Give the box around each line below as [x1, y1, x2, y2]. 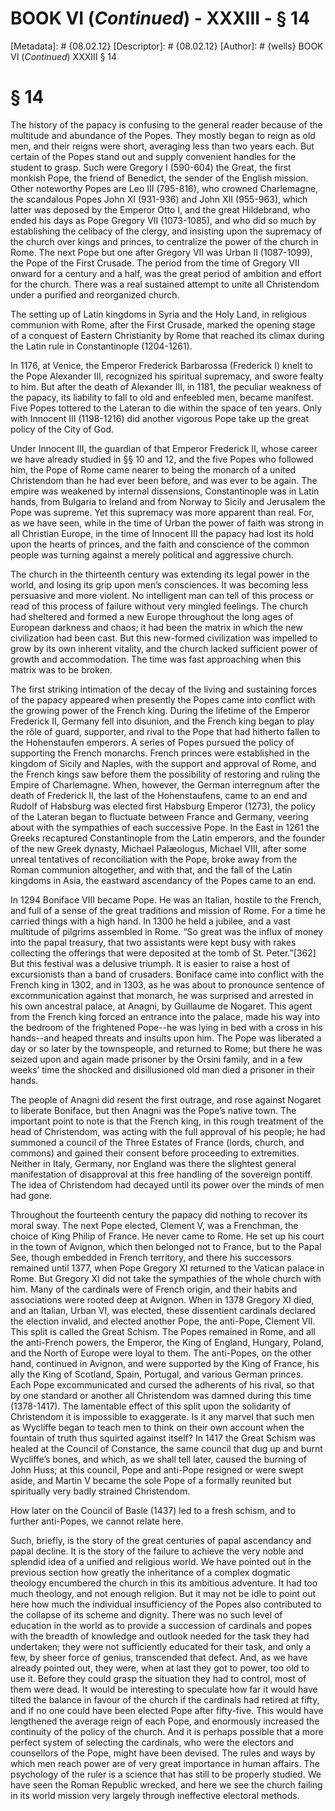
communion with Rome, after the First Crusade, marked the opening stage [10, 318, 316, 331]
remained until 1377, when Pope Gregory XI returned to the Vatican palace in [10, 1262, 325, 1274]
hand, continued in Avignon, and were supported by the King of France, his [10, 1357, 320, 1369]
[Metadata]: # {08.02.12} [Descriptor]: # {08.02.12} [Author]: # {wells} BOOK [10, 40, 324, 52]
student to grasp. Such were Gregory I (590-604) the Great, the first [10, 161, 292, 173]
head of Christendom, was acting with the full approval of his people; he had [10, 1125, 326, 1137]
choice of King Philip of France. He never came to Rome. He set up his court [10, 1230, 325, 1242]
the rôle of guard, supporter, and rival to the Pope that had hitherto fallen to [10, 725, 321, 737]
